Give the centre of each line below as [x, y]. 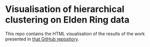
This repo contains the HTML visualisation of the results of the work [75, 33]
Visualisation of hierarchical [65, 9]
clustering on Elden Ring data [67, 20]
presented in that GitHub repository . [42, 39]
